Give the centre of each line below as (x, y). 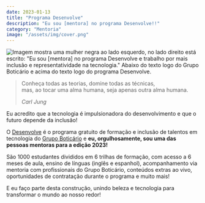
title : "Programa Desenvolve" (45, 18)
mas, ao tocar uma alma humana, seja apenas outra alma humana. (105, 90)
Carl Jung (34, 102)
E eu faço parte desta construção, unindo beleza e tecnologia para (90, 188)
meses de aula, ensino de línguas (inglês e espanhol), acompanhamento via (102, 163)
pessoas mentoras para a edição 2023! (57, 145)
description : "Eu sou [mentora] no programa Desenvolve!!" (83, 23)
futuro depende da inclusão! (42, 120)
